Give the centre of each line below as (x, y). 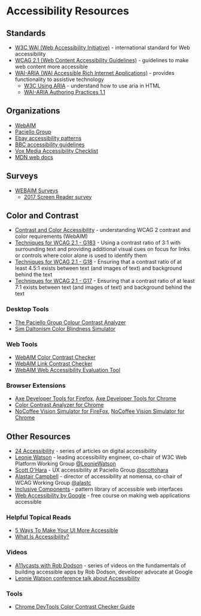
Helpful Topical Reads (39, 518)
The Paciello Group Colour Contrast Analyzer (70, 322)
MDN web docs (34, 157)
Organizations (33, 111)
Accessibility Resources (68, 11)
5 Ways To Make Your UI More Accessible (66, 530)
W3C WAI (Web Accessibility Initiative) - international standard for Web (102, 47)
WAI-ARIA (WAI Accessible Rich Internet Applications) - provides (95, 73)
